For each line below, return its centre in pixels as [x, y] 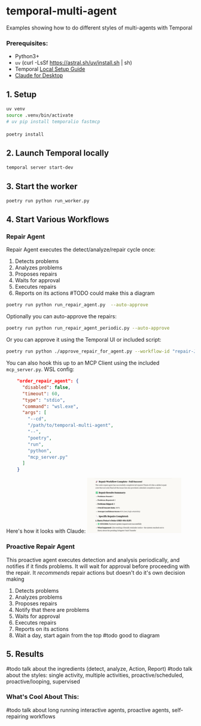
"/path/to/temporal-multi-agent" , [71, 425]
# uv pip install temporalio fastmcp [53, 121]
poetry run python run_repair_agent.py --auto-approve [77, 305]
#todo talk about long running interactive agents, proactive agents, [88, 710]
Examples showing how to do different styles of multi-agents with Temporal [99, 28]
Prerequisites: [27, 43]
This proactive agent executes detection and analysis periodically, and [93, 560]
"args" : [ [34, 413]
